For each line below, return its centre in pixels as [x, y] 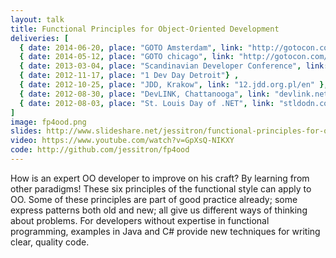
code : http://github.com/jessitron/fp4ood [100, 150]
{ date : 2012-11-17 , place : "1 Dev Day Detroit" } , [129, 76]
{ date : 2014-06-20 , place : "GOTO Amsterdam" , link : [131, 47]
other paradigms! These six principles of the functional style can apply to [161, 188]
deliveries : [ [40, 38]
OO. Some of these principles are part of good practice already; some [154, 199]
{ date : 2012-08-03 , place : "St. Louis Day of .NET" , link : [147, 103]
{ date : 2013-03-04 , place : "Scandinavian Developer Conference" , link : [174, 66]
